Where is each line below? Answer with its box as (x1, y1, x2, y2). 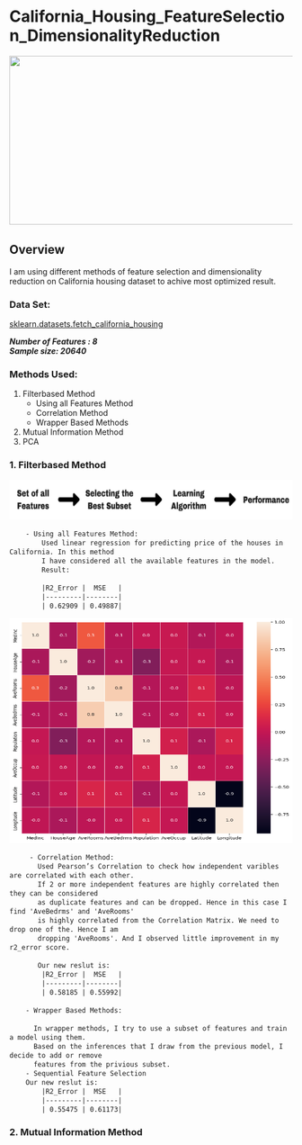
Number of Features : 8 (9, 336, 98, 347)
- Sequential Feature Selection (25, 1068, 147, 1077)
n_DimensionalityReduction (9, 25, 221, 46)
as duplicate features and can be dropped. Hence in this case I (37, 897, 288, 906)
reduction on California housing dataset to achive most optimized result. (9, 275, 277, 286)
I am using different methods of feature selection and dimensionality (9, 266, 262, 276)
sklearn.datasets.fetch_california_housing (9, 319, 164, 329)
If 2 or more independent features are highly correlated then (37, 879, 280, 888)
